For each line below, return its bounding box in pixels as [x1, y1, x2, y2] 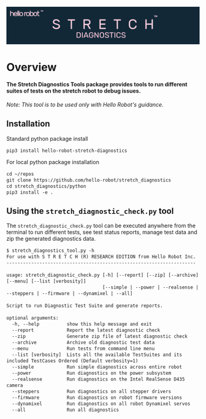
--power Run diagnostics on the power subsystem [12, 370, 172, 377]
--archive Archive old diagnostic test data [12, 339, 155, 346]
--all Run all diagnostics [12, 407, 120, 413]
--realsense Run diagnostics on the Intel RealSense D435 [12, 376, 185, 383]
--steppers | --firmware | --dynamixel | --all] [6, 290, 133, 297]
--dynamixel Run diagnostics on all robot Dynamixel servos [12, 401, 191, 407]
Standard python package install [6, 135, 88, 142]
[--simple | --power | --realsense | [102, 284, 199, 291]
